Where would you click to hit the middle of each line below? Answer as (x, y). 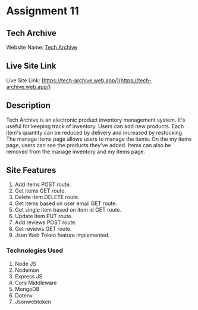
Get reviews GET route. (43, 229)
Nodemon (27, 270)
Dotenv (23, 295)
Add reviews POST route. (46, 222)
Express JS (29, 276)
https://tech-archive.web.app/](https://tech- (98, 80)
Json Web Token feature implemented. (62, 235)
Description (28, 106)
